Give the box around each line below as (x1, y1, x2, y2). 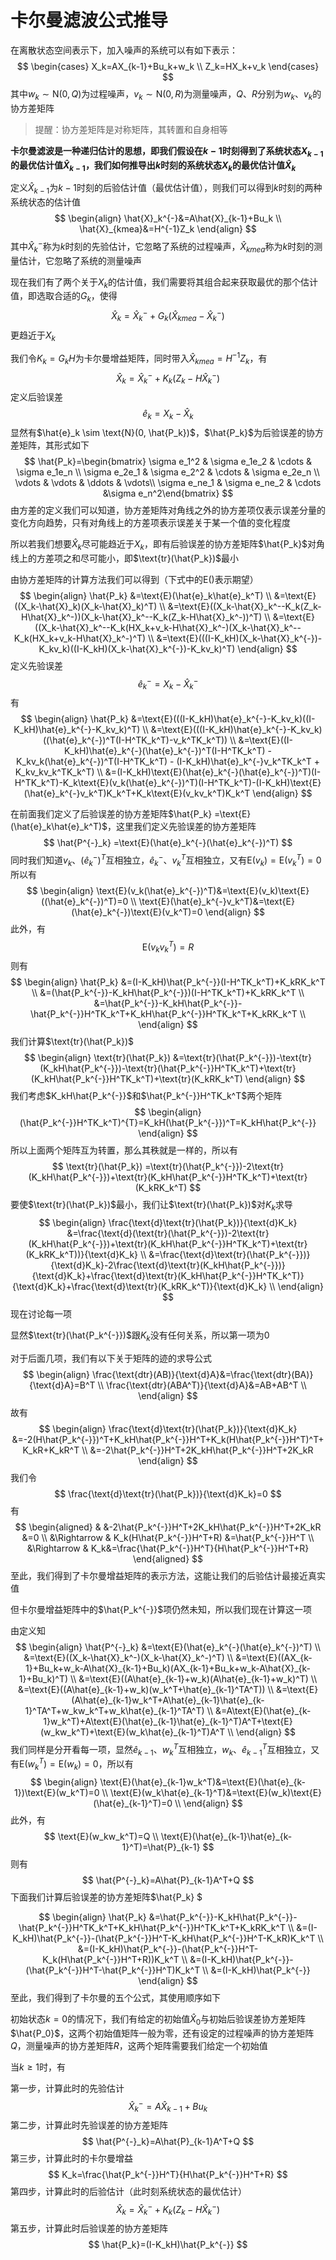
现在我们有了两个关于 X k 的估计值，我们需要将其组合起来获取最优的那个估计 (10, 276, 318, 290)
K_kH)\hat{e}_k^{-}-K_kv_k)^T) (13, 724, 141, 736)
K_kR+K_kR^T (22, 1444, 80, 1456)
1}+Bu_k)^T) (18, 1672, 69, 1685)
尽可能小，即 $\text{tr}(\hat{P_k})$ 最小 (79, 552, 239, 564)
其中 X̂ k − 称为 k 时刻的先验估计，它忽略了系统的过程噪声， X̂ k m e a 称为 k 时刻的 (10, 239, 315, 255)
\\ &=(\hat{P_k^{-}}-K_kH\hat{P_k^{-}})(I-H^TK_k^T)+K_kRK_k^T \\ (31, 987, 305, 999)
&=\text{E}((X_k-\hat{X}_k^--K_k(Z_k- (167, 600, 322, 612)
